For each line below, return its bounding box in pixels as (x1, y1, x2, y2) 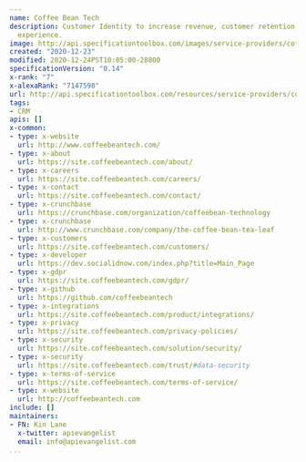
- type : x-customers (9, 233, 88, 242)
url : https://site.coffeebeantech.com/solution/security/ (17, 344, 243, 353)
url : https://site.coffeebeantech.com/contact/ (17, 191, 202, 200)
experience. (17, 30, 64, 39)
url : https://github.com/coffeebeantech (17, 293, 173, 302)
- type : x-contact (9, 183, 79, 192)
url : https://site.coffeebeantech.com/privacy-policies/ (17, 327, 239, 336)
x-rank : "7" (9, 73, 55, 82)
